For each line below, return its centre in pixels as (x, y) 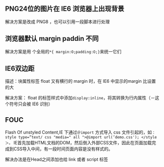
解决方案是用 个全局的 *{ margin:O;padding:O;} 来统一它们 (63, 51)
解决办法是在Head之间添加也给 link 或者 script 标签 (56, 160)
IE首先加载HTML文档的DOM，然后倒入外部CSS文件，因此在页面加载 (83, 143)
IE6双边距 (20, 69)
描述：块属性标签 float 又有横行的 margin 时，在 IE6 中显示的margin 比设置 (81, 81)
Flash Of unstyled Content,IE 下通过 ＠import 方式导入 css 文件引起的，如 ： (80, 133)
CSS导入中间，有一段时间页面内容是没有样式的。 (63, 149)
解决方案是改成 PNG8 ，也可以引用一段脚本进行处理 (57, 22)
